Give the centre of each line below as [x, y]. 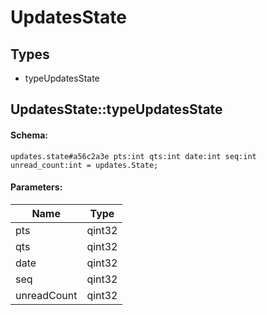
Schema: [29, 135]
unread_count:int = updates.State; [84, 165]
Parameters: [36, 187]
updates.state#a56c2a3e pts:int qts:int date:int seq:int [133, 156]
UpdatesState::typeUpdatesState [116, 109]
